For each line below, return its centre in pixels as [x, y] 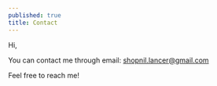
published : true [35, 15]
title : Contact [33, 23]
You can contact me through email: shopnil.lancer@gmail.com [109, 60]
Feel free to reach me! [44, 75]
